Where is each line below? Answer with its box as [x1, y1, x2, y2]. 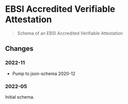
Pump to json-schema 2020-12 [12, 70, 75, 76]
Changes [5, 44, 33, 53]
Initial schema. [5, 94, 34, 100]
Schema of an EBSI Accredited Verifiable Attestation [17, 30, 123, 36]
